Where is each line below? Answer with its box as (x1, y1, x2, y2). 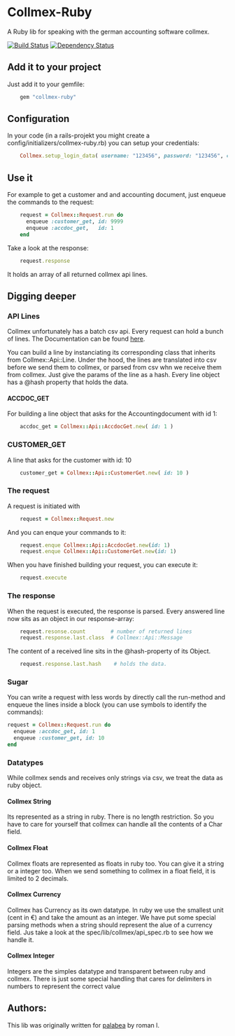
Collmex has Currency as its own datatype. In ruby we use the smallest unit (7, 906, 224, 914)
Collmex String (7, 797, 52, 805)
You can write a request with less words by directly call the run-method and (7, 693, 226, 702)
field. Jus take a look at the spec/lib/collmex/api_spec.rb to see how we (7, 928, 213, 936)
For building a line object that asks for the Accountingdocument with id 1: (7, 409, 218, 418)
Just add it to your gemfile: (7, 80, 85, 88)
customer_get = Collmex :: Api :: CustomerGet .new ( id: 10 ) (20, 469, 190, 477)
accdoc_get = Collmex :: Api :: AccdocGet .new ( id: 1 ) (20, 423, 173, 430)
